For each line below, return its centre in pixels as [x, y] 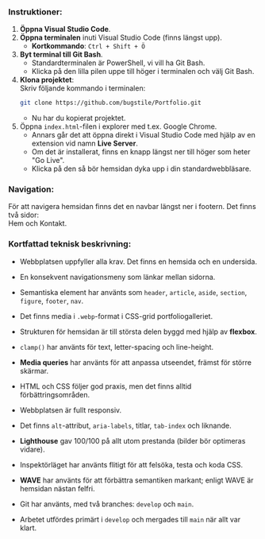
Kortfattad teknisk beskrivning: [70, 244]
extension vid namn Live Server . [85, 143]
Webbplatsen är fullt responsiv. [71, 410]
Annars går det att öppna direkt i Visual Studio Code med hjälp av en [144, 135]
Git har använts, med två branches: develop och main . [107, 504]
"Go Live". [48, 161]
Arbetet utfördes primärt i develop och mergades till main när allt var [130, 519]
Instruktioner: [35, 12]
